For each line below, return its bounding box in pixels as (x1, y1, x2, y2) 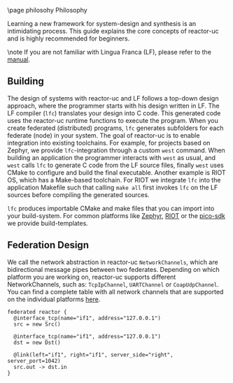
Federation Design (7, 239, 90, 251)
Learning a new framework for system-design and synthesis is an (7, 20, 197, 27)
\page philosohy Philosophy (7, 6, 87, 14)
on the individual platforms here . (7, 295, 101, 303)
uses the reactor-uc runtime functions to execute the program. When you (7, 116, 218, 124)
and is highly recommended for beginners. (7, 34, 130, 43)
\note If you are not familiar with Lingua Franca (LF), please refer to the (7, 48, 212, 56)
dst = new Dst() (13, 339, 61, 346)
